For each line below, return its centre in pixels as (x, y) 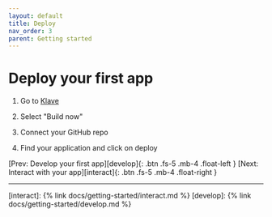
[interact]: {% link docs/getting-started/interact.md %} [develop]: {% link (130, 196)
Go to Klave (39, 101)
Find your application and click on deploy (89, 148)
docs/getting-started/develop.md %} (70, 204)
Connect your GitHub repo (64, 132)
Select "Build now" (51, 117)
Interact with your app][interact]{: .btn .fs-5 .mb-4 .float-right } (113, 172)
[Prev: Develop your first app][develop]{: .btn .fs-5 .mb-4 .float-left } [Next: (134, 164)
